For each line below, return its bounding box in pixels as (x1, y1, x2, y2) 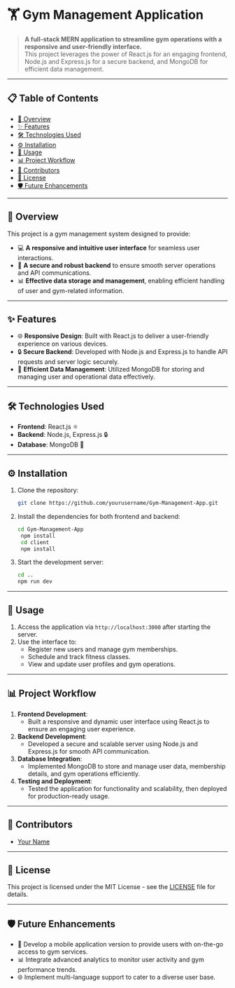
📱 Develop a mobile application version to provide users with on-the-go (17, 940, 224, 949)
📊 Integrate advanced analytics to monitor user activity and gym (17, 956, 204, 964)
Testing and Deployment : (17, 777, 92, 785)
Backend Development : (17, 732, 87, 740)
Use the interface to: (17, 637, 77, 646)
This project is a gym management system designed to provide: (7, 229, 191, 238)
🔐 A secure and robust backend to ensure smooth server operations (17, 261, 216, 269)
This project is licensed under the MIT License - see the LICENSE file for (7, 883, 215, 891)
